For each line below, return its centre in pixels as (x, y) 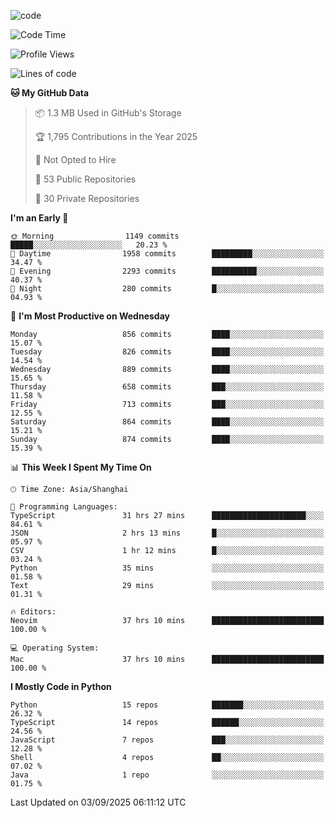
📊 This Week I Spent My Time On (81, 467)
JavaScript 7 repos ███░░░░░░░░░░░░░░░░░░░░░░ (167, 740)
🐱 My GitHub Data (50, 93)
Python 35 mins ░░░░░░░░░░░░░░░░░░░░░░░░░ (167, 568)
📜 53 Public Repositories (85, 179)
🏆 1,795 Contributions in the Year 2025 (116, 136)
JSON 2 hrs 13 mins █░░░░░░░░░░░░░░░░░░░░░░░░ (167, 533)
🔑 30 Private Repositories (87, 198)
